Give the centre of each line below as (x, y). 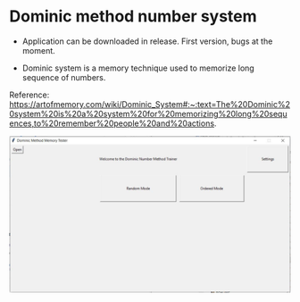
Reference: (29, 95)
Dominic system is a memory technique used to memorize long (138, 68)
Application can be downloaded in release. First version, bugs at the (147, 41)
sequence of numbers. (64, 77)
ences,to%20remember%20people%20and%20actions (112, 123)
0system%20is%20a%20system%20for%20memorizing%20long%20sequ (148, 113)
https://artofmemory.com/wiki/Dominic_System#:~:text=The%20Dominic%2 (150, 104)
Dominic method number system (133, 17)
